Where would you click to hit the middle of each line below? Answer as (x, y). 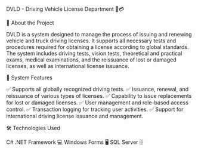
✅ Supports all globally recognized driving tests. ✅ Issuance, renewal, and (98, 89)
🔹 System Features (29, 78)
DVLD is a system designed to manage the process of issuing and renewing (99, 34)
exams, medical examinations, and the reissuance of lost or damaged (91, 60)
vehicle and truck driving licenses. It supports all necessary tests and (91, 41)
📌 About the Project (30, 23)
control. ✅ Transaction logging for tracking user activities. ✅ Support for (95, 109)
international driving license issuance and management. (75, 116)
